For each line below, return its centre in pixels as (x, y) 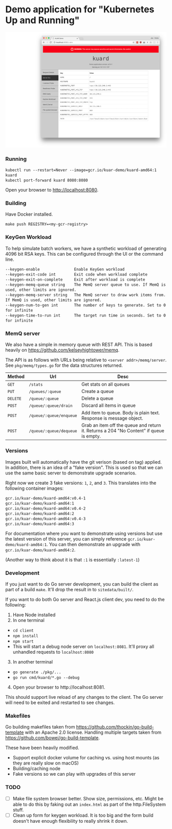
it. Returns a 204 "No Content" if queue (123, 430)
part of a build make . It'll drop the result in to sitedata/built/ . (70, 589)
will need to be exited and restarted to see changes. (60, 702)
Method (16, 377)
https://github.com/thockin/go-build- (115, 727)
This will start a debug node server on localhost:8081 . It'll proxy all (83, 646)
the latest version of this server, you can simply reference (66, 538)
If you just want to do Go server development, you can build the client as (82, 584)
